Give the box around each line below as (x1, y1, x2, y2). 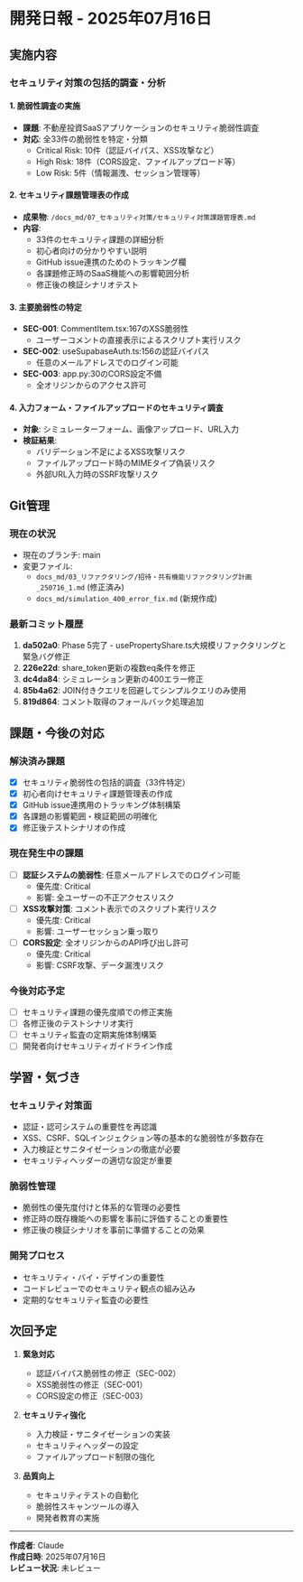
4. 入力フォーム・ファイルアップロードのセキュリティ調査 (9, 402, 224, 413)
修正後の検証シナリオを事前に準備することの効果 (22, 1224, 205, 1235)
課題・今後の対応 (9, 725, 105, 740)
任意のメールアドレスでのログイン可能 (35, 358, 179, 368)
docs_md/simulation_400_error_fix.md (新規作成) (35, 593, 218, 603)
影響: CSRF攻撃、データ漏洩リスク (35, 959, 165, 971)
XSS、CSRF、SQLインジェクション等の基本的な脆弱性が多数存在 (22, 1132, 264, 1143)
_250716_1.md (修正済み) (35, 582, 124, 592)
